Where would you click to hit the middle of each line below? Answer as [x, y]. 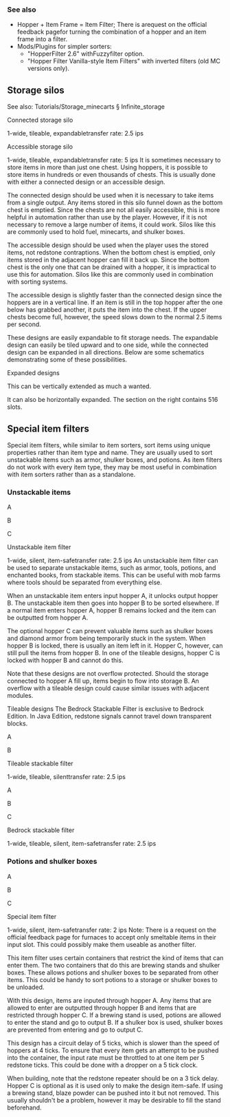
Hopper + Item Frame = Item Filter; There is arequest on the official [112, 25]
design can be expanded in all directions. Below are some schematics [106, 352]
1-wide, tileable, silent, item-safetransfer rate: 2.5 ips [82, 844]
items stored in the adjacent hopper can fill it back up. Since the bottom [108, 260]
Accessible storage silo [40, 147]
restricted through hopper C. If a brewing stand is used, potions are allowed [114, 1015]
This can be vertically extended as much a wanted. [79, 386]
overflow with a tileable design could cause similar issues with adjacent [108, 688]
